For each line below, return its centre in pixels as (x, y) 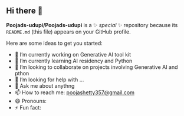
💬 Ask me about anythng (45, 85)
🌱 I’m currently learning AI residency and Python (73, 61)
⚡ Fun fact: (28, 107)
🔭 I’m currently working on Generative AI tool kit (73, 54)
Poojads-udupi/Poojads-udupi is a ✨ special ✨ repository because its (92, 25)
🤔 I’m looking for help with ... (49, 79)
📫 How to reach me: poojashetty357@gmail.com (74, 92)
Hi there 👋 (24, 11)
